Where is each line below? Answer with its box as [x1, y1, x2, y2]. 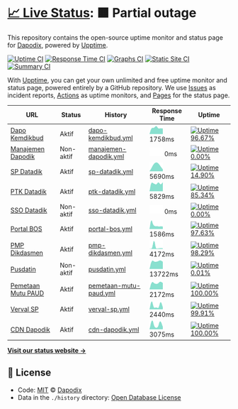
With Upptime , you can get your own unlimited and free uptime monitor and [7, 75, 228, 84]
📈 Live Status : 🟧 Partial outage [7, 5, 197, 21]
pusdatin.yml [88, 265, 126, 273]
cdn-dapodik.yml [88, 325, 140, 334]
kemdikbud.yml [88, 133, 133, 142]
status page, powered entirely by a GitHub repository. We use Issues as [7, 83, 216, 92]
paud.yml [88, 288, 115, 298]
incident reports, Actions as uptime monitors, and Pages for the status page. [7, 91, 230, 99]
